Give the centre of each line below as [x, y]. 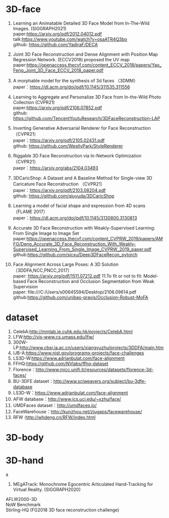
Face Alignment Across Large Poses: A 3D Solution [66, 264]
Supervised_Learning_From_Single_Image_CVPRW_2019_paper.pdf [82, 249]
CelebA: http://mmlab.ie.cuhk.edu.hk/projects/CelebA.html [73, 331]
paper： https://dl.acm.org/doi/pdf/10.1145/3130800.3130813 [75, 218]
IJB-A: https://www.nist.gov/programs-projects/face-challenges [78, 353]
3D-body [25, 438]
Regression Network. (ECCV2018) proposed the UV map [71, 59]
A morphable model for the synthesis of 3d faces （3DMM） [75, 80]
